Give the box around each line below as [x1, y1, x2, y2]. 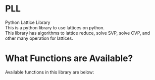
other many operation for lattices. [5, 35, 73, 41]
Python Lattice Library [5, 19, 51, 25]
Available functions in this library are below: [5, 69, 94, 75]
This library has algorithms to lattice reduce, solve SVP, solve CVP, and [5, 30, 150, 36]
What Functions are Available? [5, 53, 133, 64]
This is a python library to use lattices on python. [5, 24, 105, 30]
